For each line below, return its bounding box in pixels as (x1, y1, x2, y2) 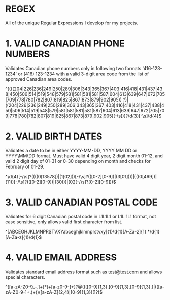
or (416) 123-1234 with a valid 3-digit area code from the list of (18, 71, 149, 77)
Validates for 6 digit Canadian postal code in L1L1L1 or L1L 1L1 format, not (5, 213, 156, 219)
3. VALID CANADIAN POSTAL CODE (5, 196, 158, 208)
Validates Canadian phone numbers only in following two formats (5, 65, 142, 71)
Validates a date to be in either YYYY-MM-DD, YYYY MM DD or (5, 147, 138, 153)
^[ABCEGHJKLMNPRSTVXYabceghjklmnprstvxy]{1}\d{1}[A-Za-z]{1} (5, 228, 147, 235)
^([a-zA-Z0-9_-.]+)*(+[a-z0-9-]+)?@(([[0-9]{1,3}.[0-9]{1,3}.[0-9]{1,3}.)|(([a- (5, 284, 165, 290)
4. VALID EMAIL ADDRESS (5, 252, 117, 263)
